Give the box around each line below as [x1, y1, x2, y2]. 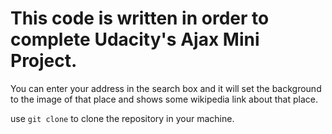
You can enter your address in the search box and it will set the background [10, 82, 322, 94]
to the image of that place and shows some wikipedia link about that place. [10, 93, 318, 105]
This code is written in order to [10, 7, 270, 30]
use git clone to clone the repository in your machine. [10, 112, 235, 124]
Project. [10, 50, 78, 72]
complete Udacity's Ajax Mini [10, 28, 260, 51]
